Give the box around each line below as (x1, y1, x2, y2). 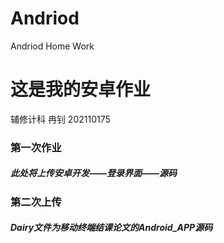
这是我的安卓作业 (10, 78, 152, 101)
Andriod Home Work (10, 40, 95, 52)
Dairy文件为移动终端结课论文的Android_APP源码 (10, 222, 213, 234)
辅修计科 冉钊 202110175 (10, 113, 111, 125)
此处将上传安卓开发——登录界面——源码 (10, 167, 178, 179)
